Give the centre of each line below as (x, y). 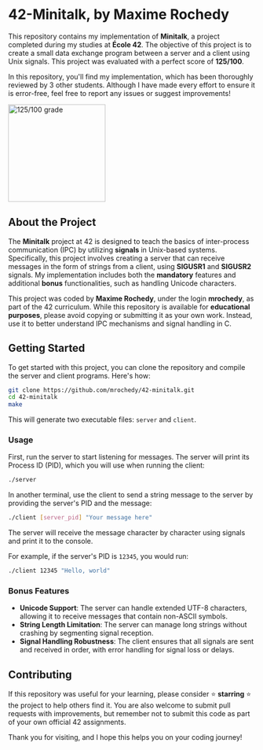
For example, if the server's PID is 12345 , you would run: (99, 556)
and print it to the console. (51, 541)
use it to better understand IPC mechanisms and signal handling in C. (120, 323)
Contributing (40, 674)
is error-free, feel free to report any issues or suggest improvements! (120, 93)
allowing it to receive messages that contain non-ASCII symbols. (124, 616)
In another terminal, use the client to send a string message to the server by (131, 495)
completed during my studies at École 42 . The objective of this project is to (130, 44)
